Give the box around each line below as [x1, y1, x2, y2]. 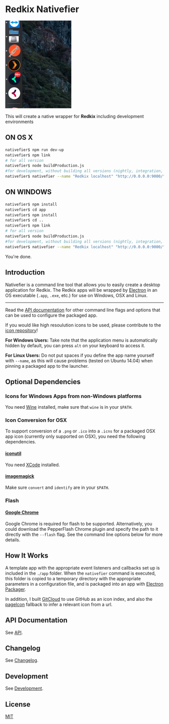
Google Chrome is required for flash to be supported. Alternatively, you [5, 521, 152, 527]
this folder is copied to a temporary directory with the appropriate [5, 575, 141, 581]
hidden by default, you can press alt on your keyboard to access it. [5, 342, 145, 349]
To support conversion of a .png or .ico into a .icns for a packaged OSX [5, 428, 156, 434]
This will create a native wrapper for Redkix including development [5, 113, 144, 119]
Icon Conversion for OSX [5, 417, 67, 424]
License [5, 700, 31, 708]
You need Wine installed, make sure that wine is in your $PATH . [5, 404, 133, 410]
